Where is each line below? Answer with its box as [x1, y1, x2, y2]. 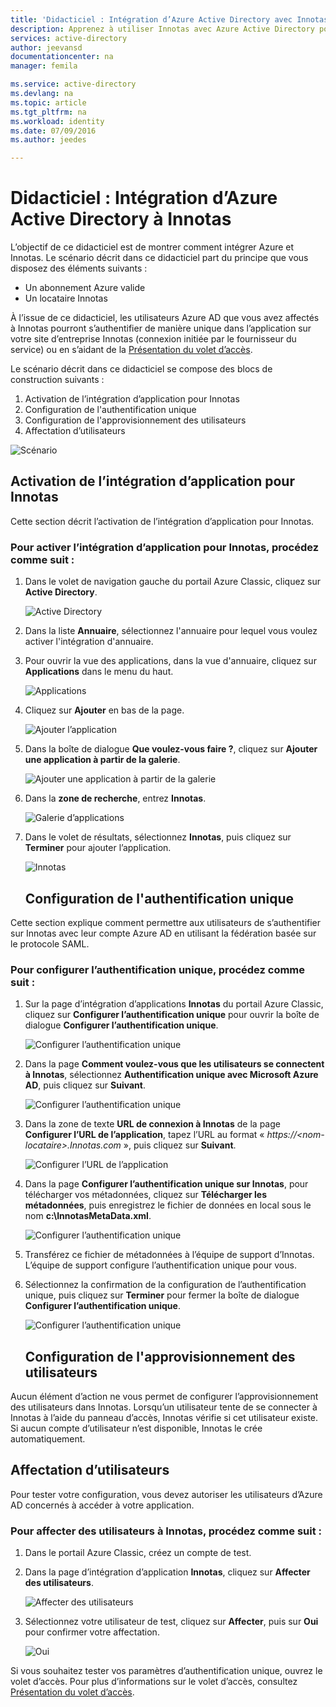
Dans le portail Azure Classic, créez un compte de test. [24, 1547, 252, 1559]
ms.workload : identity [10, 116, 105, 126]
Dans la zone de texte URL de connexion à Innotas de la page [24, 1118, 281, 1130]
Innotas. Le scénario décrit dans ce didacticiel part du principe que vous [10, 252, 309, 264]
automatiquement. [10, 1433, 86, 1445]
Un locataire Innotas [24, 292, 108, 305]
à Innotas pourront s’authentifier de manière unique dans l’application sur [10, 322, 312, 335]
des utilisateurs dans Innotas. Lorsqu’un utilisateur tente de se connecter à [10, 1401, 318, 1413]
